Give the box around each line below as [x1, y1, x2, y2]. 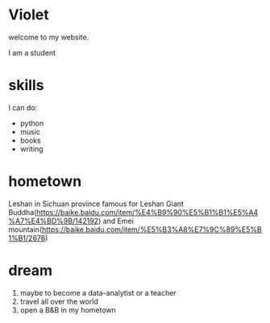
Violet [8, 6, 50, 24]
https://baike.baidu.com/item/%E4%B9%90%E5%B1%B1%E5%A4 [35, 207, 259, 217]
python [19, 118, 44, 128]
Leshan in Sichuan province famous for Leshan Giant [8, 199, 184, 209]
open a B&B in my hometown [19, 304, 117, 315]
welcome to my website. [8, 32, 89, 42]
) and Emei [98, 216, 135, 226]
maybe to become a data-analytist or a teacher [19, 288, 177, 297]
